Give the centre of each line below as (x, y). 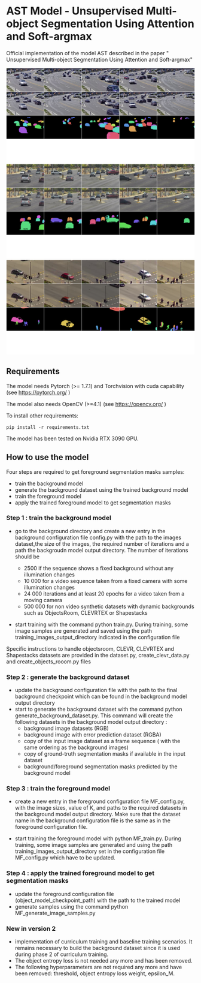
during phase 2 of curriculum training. (62, 954)
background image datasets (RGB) (66, 728)
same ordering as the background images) (76, 747)
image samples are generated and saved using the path (83, 630)
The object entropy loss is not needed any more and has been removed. (103, 961)
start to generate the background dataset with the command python (98, 710)
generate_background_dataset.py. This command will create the (94, 716)
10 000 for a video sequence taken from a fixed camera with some (106, 581)
